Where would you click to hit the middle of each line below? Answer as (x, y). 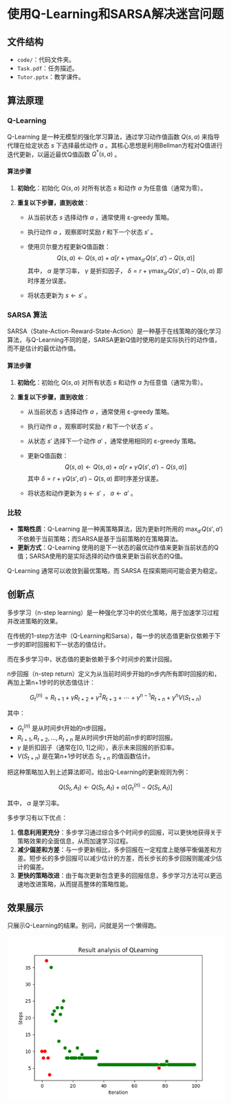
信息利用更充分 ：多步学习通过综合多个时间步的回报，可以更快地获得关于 (119, 832)
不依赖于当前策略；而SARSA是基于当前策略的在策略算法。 (99, 539)
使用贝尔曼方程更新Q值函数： (69, 246)
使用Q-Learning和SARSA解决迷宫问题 (115, 14)
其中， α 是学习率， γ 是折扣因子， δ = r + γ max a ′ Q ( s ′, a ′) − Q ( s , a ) (121, 272)
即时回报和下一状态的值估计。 (67, 644)
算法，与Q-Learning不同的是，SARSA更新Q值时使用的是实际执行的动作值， (114, 340)
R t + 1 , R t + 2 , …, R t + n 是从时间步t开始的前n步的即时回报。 (97, 739)
